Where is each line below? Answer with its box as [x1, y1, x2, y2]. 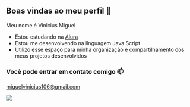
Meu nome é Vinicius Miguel [6, 21, 76, 29]
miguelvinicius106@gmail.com [6, 83, 81, 90]
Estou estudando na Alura [14, 33, 78, 40]
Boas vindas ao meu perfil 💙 [6, 6, 112, 16]
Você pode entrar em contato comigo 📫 [6, 67, 123, 75]
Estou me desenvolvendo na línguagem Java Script [14, 39, 141, 46]
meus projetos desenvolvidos [14, 52, 87, 59]
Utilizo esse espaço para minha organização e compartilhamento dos [14, 46, 185, 53]
